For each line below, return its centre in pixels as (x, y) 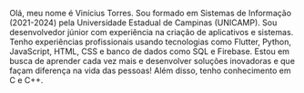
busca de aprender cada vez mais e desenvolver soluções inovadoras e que (152, 61)
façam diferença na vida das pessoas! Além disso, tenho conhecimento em (150, 70)
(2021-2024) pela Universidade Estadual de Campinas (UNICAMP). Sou (143, 23)
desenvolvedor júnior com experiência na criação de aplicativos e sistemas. (152, 32)
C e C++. (26, 80)
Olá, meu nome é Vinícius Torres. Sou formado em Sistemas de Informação (151, 13)
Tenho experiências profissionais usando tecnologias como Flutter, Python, (150, 42)
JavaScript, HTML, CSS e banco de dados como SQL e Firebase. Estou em (149, 51)
